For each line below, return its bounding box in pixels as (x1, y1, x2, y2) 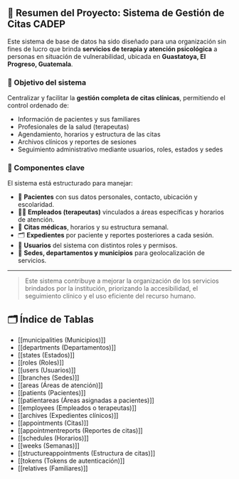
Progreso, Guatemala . (7, 60, 73, 68)
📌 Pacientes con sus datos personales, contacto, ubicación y (17, 193, 198, 201)
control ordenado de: (7, 101, 69, 110)
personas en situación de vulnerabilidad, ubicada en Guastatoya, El (7, 52, 206, 60)
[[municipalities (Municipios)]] (17, 335, 106, 345)
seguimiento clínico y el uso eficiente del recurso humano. (24, 292, 196, 301)
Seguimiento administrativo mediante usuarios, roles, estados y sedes (17, 145, 223, 154)
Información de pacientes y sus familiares (17, 115, 141, 124)
